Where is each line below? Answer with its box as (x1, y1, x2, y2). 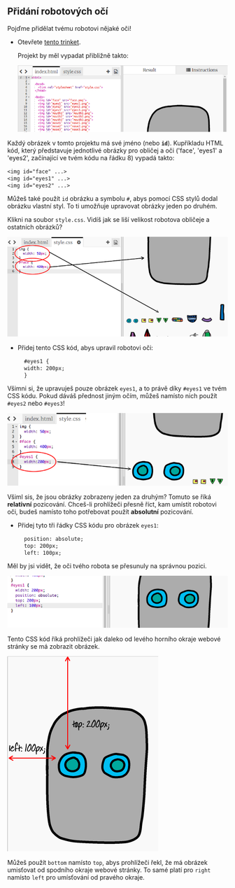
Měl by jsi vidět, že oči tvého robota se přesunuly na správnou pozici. (7, 561, 208, 570)
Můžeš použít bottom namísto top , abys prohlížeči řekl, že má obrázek (7, 858, 208, 866)
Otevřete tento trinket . (17, 38, 81, 46)
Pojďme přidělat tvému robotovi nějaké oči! (7, 24, 131, 32)
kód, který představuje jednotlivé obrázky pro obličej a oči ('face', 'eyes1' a (7, 146, 222, 155)
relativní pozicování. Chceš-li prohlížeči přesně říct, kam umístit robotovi (7, 500, 217, 508)
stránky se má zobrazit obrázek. (7, 642, 100, 650)
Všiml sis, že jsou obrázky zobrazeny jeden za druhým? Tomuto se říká (7, 493, 211, 501)
